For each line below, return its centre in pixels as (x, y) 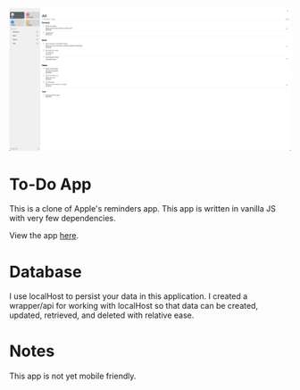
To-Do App (50, 184)
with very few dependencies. (62, 219)
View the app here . (44, 236)
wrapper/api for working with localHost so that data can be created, (134, 306)
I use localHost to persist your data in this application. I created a (129, 296)
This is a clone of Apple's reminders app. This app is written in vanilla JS (143, 209)
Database (46, 272)
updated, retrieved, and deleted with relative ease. (102, 315)
